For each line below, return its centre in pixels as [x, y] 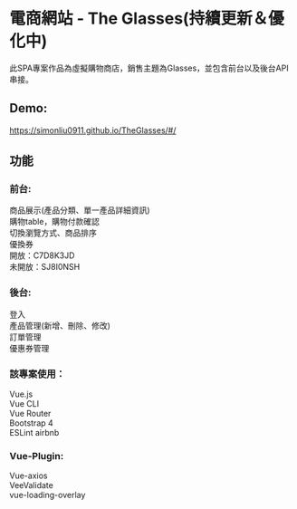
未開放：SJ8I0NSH [45, 267]
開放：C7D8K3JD [42, 255]
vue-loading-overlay [48, 495]
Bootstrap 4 [32, 423]
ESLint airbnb [34, 433]
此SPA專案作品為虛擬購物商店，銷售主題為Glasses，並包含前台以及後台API [149, 68]
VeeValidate [32, 485]
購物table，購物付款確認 [54, 222]
